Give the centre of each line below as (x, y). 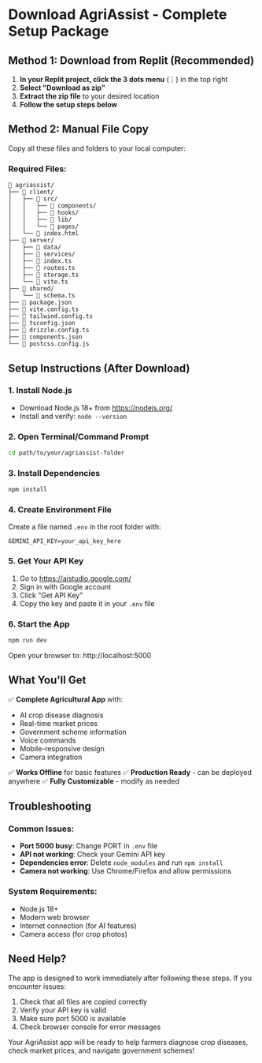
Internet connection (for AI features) (78, 926)
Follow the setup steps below (68, 105)
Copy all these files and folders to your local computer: (97, 148)
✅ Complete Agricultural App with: (66, 699)
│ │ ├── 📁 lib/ (40, 220)
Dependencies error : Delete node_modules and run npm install (121, 863)
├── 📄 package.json (40, 303)
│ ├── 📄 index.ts (40, 261)
